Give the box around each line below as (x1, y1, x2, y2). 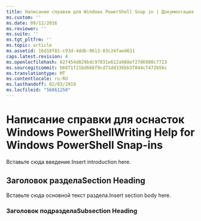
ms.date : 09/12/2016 (6, 20, 58, 26)
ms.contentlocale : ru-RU (6, 76, 68, 82)
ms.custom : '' (6, 14, 42, 20)
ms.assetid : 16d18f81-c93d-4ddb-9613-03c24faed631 (6, 48, 135, 54)
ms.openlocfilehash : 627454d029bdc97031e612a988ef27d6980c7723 (6, 59, 167, 65)
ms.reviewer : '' (6, 25, 47, 32)
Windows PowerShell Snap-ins (6, 139, 163, 152)
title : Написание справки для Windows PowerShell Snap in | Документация (6, 8, 194, 15)
